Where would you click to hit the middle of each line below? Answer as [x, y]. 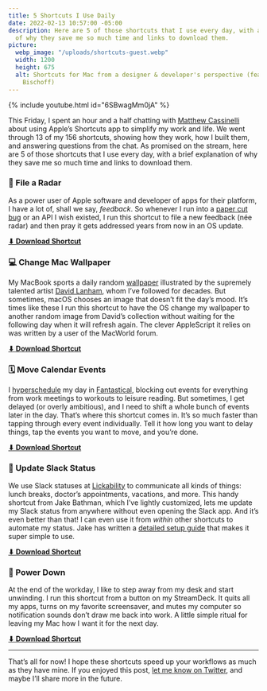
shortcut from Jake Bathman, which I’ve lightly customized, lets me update [130, 503]
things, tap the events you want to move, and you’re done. [103, 432]
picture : [23, 45]
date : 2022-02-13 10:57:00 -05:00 [66, 23]
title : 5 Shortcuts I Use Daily [62, 16]
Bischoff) [39, 82]
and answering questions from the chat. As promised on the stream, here [128, 146]
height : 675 [35, 68]
